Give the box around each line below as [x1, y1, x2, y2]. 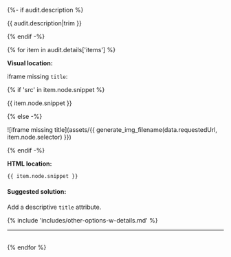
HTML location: [7, 159, 52, 168]
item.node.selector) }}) [7, 133, 72, 141]
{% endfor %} [7, 243, 47, 252]
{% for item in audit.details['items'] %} [7, 46, 115, 54]
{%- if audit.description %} [7, 6, 84, 14]
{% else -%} [7, 113, 43, 120]
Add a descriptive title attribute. [7, 203, 102, 212]
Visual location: [7, 59, 53, 67]
